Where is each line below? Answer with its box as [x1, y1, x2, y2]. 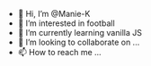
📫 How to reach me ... [17, 47, 102, 57]
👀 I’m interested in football [17, 18, 115, 29]
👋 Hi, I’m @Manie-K [17, 9, 91, 19]
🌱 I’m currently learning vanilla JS [17, 28, 142, 37]
